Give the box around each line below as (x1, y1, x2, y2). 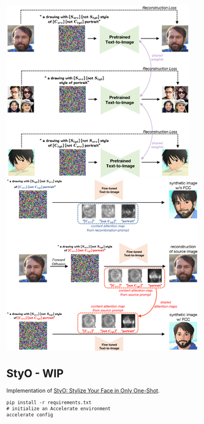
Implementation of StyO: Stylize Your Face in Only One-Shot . (6, 387, 160, 394)
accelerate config (6, 412, 53, 418)
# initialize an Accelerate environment (6, 406, 111, 412)
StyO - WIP (6, 366, 64, 380)
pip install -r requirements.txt (6, 399, 92, 406)
